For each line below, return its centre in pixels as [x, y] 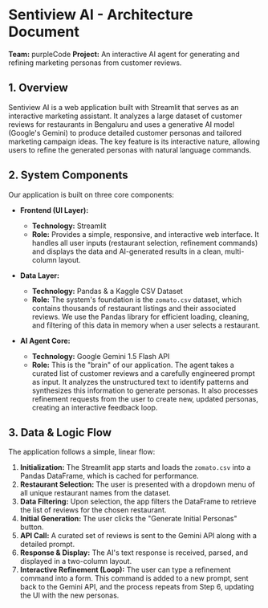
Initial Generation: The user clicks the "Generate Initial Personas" [128, 519]
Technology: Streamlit [69, 226]
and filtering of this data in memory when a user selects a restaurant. [146, 325]
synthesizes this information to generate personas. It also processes [145, 390]
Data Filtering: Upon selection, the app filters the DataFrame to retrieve [138, 502]
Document [44, 32]
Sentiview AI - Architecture [101, 15]
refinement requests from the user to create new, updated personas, [145, 398]
